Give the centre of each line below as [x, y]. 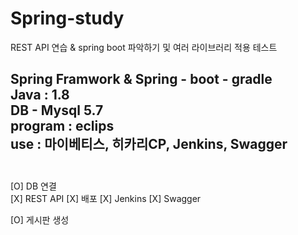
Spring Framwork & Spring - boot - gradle [141, 79]
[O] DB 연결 [33, 186]
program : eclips [62, 126]
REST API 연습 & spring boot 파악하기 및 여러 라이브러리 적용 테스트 [144, 47]
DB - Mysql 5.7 [57, 110]
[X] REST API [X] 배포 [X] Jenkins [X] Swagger [106, 198]
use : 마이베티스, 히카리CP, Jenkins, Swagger [149, 144]
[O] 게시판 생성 [40, 219]
